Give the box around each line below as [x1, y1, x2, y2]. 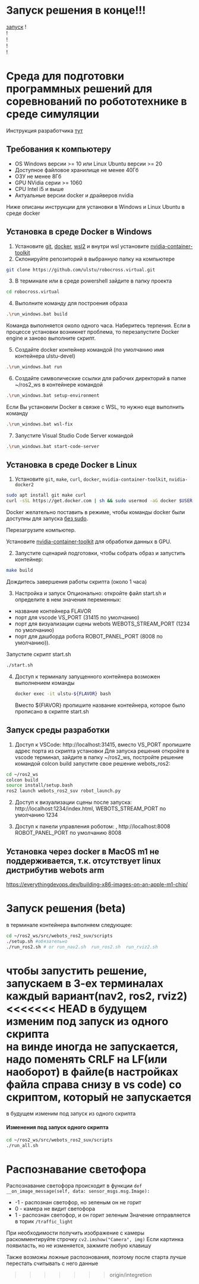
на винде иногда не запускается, [6, 1039, 179, 1053]
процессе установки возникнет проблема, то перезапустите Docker [6, 328, 179, 336]
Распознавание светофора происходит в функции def [6, 1182, 143, 1189]
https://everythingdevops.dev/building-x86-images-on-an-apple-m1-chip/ [6, 881, 188, 888]
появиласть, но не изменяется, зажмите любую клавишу [6, 1242, 151, 1249]
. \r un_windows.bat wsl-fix [6, 421, 73, 427]
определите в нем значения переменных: [14, 596, 122, 603]
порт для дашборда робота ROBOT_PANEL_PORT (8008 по [14, 633, 163, 640]
